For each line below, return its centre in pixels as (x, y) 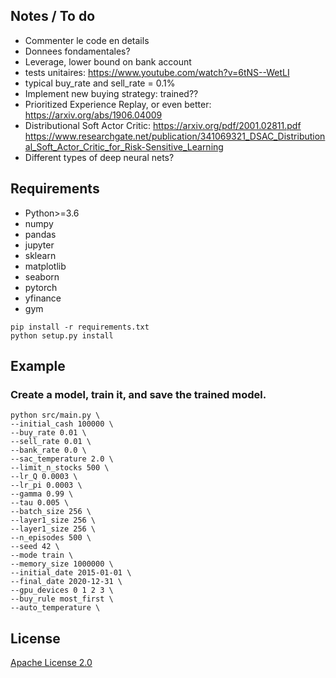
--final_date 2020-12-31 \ (66, 582)
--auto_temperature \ (55, 608)
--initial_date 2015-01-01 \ (71, 573)
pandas (40, 234)
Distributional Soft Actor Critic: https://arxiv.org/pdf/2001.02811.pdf (163, 125)
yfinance (43, 298)
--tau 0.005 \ (40, 503)
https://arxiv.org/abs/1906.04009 (93, 115)
